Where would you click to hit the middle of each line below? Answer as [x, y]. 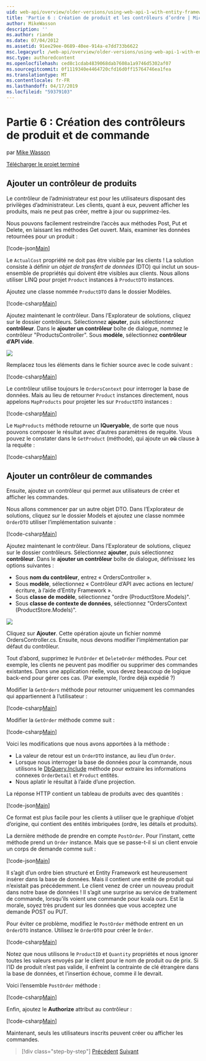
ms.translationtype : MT [37, 75]
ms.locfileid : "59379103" [39, 92]
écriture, [26, 590]
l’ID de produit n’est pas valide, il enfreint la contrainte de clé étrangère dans [103, 967]
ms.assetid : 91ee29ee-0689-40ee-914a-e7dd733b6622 [72, 47]
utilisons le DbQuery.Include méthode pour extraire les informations [101, 769]
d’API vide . [20, 341]
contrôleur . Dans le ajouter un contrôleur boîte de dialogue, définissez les [101, 559]
